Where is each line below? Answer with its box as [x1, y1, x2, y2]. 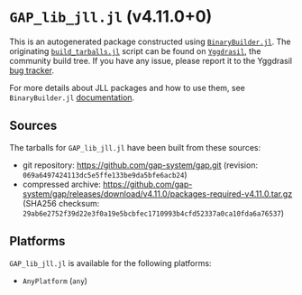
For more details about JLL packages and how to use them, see [9, 82, 246, 93]
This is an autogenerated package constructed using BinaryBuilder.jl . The [9, 36, 291, 47]
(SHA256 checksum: [22, 198, 100, 208]
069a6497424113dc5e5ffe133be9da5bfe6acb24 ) [22, 169, 188, 180]
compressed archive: [22, 179, 102, 189]
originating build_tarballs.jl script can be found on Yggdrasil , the [9, 45, 261, 56]
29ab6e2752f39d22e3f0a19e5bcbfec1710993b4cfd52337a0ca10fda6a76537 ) [22, 207, 285, 218]
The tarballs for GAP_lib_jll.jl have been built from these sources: [9, 142, 261, 152]
